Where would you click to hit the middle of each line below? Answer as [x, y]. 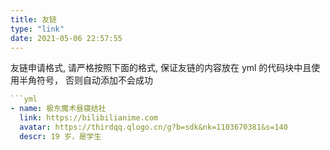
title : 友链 [33, 19]
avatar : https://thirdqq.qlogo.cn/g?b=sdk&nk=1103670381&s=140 [153, 127]
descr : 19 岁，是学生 [60, 136]
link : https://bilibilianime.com [89, 118]
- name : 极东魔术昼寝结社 [58, 109]
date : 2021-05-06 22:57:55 [66, 38]
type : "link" [37, 29]
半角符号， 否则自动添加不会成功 [85, 80]
